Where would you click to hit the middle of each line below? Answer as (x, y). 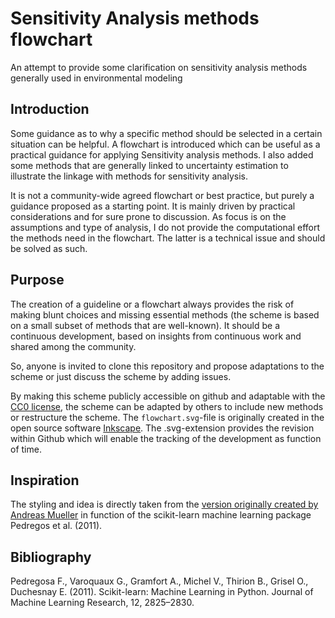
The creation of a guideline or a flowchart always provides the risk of (152, 304)
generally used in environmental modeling (96, 78)
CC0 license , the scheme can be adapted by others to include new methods (167, 406)
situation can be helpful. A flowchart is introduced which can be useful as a (165, 144)
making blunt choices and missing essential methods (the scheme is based (165, 314)
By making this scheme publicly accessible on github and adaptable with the (168, 396)
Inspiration (45, 480)
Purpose (37, 280)
